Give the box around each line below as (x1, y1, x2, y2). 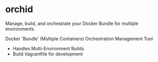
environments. (5, 25, 36, 32)
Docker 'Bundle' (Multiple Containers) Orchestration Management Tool (5, 36, 153, 42)
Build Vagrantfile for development (12, 51, 83, 57)
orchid (5, 4, 34, 15)
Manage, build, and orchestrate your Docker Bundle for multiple (5, 20, 139, 26)
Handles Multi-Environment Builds (12, 45, 84, 51)
